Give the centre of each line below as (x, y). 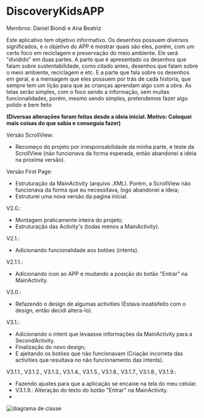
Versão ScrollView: (30, 135)
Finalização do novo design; (51, 347)
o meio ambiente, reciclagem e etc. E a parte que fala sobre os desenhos (98, 72)
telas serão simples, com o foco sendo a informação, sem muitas (88, 92)
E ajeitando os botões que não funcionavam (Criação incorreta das (99, 353)
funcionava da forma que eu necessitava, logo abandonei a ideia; (97, 190)
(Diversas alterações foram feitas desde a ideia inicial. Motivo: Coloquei (99, 117)
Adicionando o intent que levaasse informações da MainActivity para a (104, 334)
